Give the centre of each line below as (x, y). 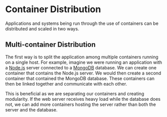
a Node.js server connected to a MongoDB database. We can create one (81, 67)
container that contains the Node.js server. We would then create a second (83, 73)
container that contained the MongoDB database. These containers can (80, 78)
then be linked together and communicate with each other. (66, 84)
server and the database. (31, 109)
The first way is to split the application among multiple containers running (82, 57)
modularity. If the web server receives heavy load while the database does (83, 99)
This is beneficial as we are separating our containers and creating (75, 93)
